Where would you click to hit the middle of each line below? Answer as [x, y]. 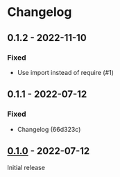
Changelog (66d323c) [49, 129]
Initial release [26, 168]
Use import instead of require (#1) [66, 72]
